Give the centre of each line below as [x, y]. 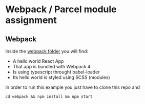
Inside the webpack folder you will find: [47, 51]
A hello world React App [38, 61]
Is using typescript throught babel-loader [56, 72]
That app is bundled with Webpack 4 [51, 67]
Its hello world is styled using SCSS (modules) [61, 77]
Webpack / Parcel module [61, 9]
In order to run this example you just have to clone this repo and [72, 87]
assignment [31, 20]
